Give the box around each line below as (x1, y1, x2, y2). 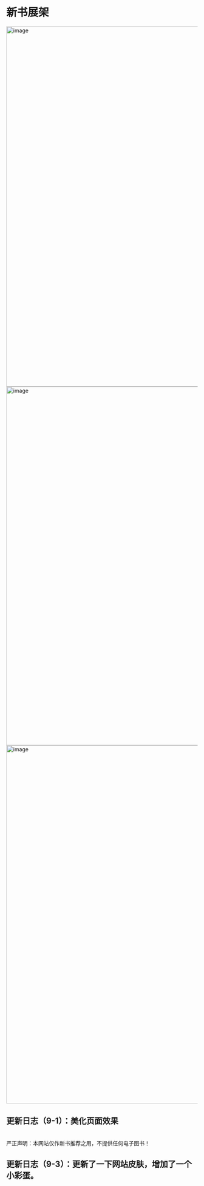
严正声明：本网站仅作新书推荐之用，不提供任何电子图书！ (6, 1139, 150, 1147)
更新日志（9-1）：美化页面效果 (6, 1116, 119, 1126)
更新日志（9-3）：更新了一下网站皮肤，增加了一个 (6, 1159, 192, 1170)
